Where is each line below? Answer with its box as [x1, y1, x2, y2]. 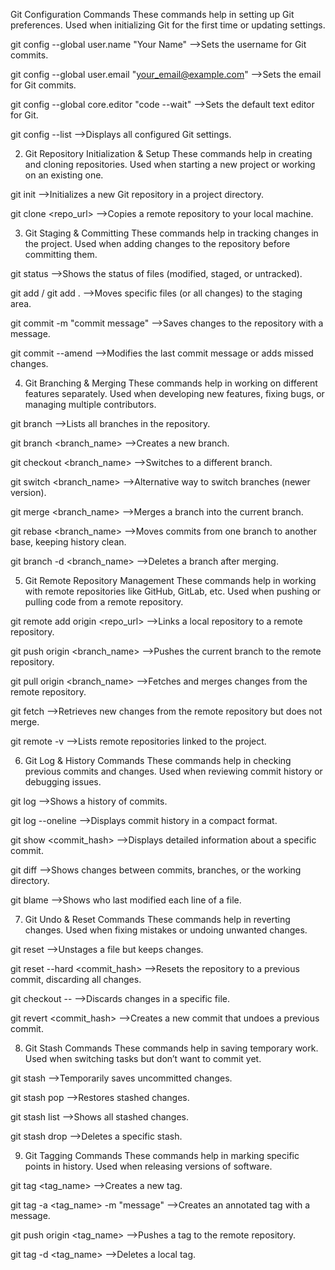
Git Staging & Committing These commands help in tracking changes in [24, 227, 319, 239]
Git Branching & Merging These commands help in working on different [24, 377, 318, 389]
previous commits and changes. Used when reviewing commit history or [24, 765, 323, 777]
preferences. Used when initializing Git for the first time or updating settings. [10, 19, 326, 31]
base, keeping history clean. [10, 536, 127, 548]
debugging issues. [24, 776, 102, 788]
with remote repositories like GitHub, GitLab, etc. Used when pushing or [24, 585, 322, 597]
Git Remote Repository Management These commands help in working [24, 575, 317, 586]
